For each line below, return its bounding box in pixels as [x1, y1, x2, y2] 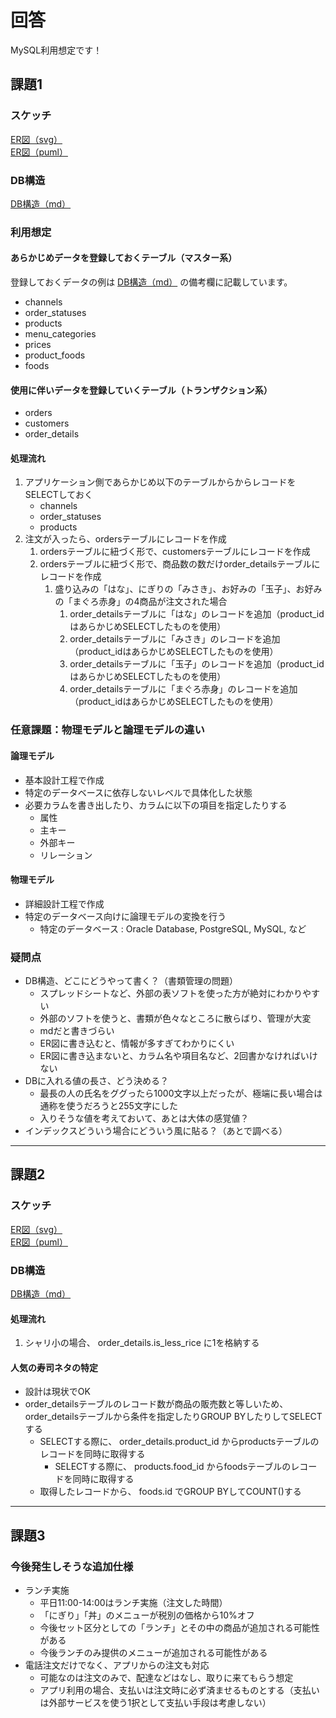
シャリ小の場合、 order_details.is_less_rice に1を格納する [24, 1337, 260, 1349]
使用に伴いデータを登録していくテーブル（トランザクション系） [10, 384, 273, 396]
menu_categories [24, 328, 97, 340]
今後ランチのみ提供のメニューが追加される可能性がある [39, 1647, 268, 1659]
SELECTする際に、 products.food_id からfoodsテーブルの [54, 1461, 292, 1473]
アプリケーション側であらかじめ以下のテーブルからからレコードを [24, 476, 297, 488]
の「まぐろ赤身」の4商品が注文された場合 [54, 596, 228, 608]
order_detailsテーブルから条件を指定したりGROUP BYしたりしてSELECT [24, 1411, 323, 1423]
